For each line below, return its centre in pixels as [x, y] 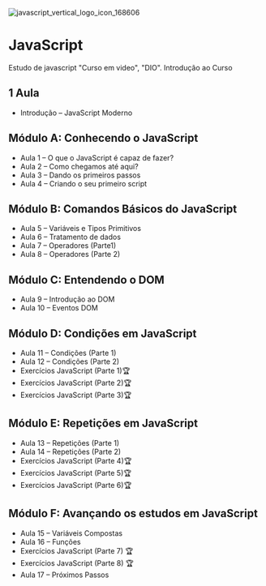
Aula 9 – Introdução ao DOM [67, 299]
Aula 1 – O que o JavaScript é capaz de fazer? [97, 157]
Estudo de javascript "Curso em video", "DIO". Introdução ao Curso [120, 67]
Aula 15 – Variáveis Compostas [71, 533]
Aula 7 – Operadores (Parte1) [68, 246]
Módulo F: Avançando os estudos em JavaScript [133, 513]
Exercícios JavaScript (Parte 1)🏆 [75, 370]
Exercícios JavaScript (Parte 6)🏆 [76, 485]
